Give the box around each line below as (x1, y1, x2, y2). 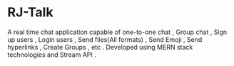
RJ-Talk (7, 4, 54, 21)
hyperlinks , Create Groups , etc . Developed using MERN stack (7, 43, 193, 51)
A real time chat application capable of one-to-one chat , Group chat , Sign (7, 28, 228, 36)
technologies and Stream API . (7, 50, 96, 59)
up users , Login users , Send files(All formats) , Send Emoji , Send (7, 35, 203, 43)
